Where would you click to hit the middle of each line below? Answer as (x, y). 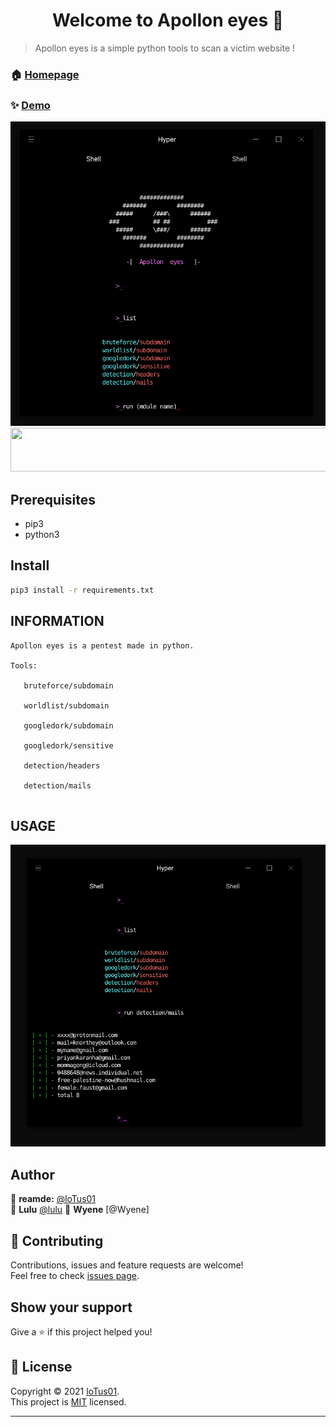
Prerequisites (53, 499)
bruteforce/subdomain (68, 685)
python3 (42, 535)
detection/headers (62, 765)
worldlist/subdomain (66, 705)
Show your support (71, 1307)
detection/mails (57, 785)
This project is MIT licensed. (68, 1401)
